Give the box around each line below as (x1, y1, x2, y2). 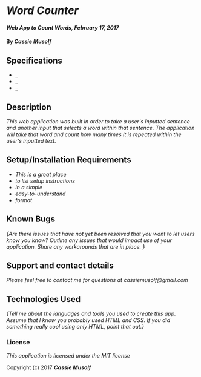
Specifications (6, 55, 62, 65)
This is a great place (15, 171, 67, 178)
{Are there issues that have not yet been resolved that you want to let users (6, 230, 195, 237)
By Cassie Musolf (6, 38, 51, 45)
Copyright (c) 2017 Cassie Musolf (6, 364, 91, 371)
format (15, 196, 32, 203)
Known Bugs (6, 214, 56, 225)
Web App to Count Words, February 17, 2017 (6, 24, 119, 31)
